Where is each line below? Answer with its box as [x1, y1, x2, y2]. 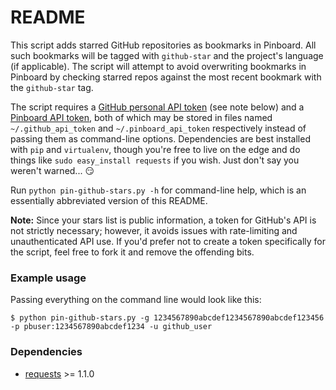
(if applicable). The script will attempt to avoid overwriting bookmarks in [10, 60, 307, 72]
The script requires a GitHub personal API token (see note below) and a [10, 101, 305, 113]
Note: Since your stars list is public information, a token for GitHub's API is [10, 214, 317, 226]
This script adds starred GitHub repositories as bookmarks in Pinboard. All [10, 39, 317, 51]
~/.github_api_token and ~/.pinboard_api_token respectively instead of [10, 122, 307, 134]
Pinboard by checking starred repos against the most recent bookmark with [10, 71, 322, 83]
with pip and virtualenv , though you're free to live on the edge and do [10, 143, 301, 155]
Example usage [10, 271, 87, 285]
